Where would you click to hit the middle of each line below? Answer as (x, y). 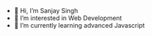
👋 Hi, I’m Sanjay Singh (46, 11)
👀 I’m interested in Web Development (68, 18)
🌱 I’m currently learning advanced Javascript (79, 25)
